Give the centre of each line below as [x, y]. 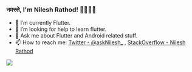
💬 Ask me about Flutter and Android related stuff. [76, 36]
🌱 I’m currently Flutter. [43, 23]
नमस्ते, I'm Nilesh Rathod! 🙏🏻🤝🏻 [51, 10]
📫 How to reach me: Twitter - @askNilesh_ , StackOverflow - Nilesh [100, 42]
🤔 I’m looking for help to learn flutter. [61, 29]
